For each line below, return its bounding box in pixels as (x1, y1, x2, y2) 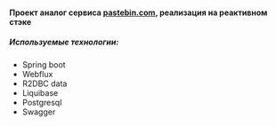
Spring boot (21, 59, 66, 70)
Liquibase (21, 87, 59, 98)
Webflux (21, 68, 53, 79)
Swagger (21, 106, 56, 117)
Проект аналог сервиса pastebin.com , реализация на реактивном (9, 7, 268, 18)
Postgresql (21, 97, 62, 107)
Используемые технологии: (9, 36, 119, 48)
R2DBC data (21, 78, 68, 89)
